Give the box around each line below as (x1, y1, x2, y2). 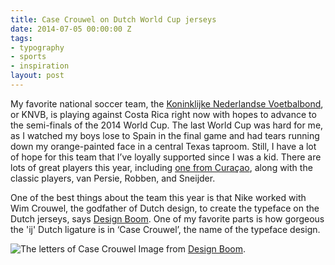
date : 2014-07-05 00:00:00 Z (10, 24, 132, 34)
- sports (10, 52, 47, 62)
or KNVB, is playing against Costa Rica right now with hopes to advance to (10, 108, 317, 120)
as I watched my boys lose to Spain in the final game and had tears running (10, 129, 320, 141)
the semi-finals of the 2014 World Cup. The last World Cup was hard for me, (10, 119, 324, 131)
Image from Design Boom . (138, 242, 246, 255)
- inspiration (10, 61, 70, 71)
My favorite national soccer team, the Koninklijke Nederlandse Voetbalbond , (10, 97, 324, 110)
